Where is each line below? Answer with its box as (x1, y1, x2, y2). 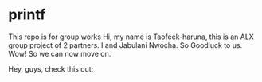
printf (8, 6, 46, 24)
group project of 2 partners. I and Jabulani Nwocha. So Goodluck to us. (8, 40, 243, 49)
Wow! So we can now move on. (8, 49, 111, 58)
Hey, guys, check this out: (8, 64, 94, 73)
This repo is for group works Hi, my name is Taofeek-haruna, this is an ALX (8, 32, 255, 41)
